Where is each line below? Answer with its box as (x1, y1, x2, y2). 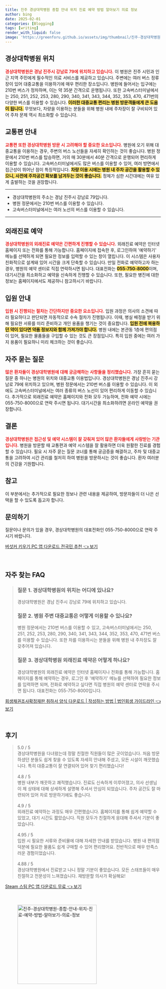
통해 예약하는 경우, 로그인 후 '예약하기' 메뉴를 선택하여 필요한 (34, 675, 152, 681)
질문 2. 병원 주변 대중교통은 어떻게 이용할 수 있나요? (17, 612, 132, 619)
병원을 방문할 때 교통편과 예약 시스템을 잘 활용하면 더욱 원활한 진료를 (19, 442, 152, 448)
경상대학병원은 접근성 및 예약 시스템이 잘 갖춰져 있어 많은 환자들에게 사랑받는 (5, 436, 151, 442)
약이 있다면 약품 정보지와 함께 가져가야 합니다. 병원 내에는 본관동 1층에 (10, 327, 144, 333)
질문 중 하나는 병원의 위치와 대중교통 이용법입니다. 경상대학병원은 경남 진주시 (5, 375, 153, 381)
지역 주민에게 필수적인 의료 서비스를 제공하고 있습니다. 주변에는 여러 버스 (10, 75, 150, 81)
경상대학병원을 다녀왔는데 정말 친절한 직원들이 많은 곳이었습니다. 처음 (17, 750, 151, 756)
